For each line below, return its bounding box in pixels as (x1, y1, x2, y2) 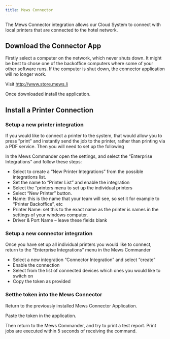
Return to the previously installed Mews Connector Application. (5, 302, 138, 308)
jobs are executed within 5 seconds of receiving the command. (5, 328, 137, 334)
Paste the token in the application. (5, 313, 77, 319)
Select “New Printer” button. (12, 190, 72, 196)
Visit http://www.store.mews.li (5, 81, 69, 87)
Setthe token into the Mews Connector (5, 291, 103, 298)
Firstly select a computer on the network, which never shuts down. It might (5, 55, 162, 61)
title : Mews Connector (5, 7, 53, 13)
